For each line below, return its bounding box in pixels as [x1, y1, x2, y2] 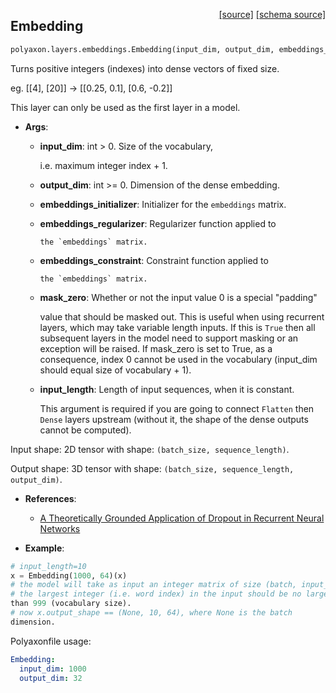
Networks [39, 522, 81, 534]
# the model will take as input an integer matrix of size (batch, [10, 580, 298, 590]
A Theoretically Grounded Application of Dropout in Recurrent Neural [39, 512, 325, 524]
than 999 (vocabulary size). [10, 599, 132, 609]
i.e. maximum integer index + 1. [39, 159, 168, 171]
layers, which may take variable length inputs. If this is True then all [39, 321, 316, 333]
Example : [24, 542, 65, 554]
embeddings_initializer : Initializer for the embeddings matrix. [39, 198, 287, 210]
